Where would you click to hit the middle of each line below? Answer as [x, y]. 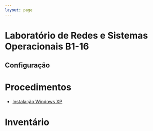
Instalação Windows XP [37, 102]
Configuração [27, 65]
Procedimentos [38, 87]
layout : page [19, 10]
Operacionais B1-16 [47, 46]
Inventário [27, 123]
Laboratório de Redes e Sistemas [76, 35]
